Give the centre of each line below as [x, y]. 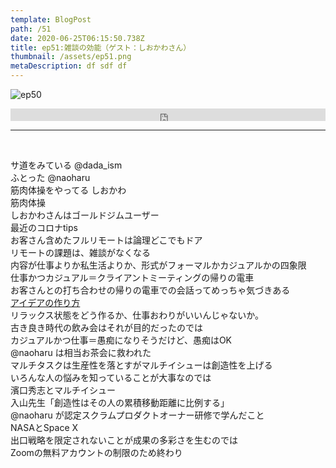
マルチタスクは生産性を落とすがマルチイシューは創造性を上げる [141, 365]
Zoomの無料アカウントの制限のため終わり [96, 452]
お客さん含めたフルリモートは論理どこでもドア [106, 240]
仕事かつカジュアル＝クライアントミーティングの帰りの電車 [132, 277]
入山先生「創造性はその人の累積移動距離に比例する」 [120, 402]
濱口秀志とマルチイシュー [63, 390]
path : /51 [31, 29]
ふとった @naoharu [50, 177]
